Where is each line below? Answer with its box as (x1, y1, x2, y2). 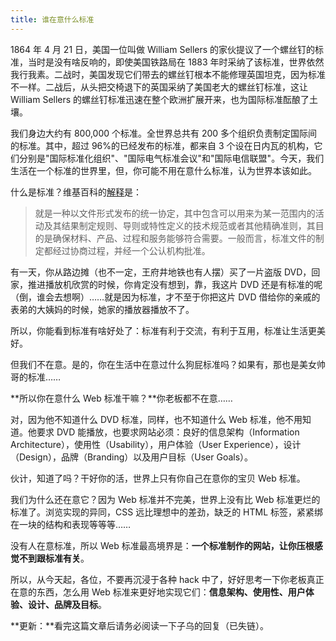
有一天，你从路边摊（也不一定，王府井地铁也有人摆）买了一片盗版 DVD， (10, 266, 312, 278)
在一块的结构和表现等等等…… (10, 518, 132, 530)
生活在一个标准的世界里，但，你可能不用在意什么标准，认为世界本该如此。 (10, 164, 317, 176)
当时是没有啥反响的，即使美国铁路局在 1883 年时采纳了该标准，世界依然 (27, 56, 325, 68)
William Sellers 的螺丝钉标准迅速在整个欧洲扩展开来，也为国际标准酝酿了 (10, 93, 310, 105)
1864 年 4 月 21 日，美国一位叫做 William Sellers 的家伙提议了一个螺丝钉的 (10, 43, 316, 55)
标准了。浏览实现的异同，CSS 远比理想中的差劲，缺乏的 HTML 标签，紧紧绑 (10, 506, 324, 518)
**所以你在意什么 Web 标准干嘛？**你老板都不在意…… (10, 392, 233, 404)
